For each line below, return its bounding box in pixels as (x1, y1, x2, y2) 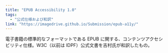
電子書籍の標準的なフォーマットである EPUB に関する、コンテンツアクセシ (5, 36, 163, 42)
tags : (5, 12, 17, 17)
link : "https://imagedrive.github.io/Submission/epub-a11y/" (5, 21, 139, 27)
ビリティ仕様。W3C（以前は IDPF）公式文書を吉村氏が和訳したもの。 (5, 42, 153, 48)
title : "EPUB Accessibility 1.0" (5, 7, 77, 13)
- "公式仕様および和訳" (10, 17, 54, 22)
